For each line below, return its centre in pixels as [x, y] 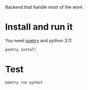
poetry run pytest [24, 82]
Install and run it [39, 27]
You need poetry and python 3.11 [38, 40]
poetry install [21, 49]
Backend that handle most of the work [44, 7]
